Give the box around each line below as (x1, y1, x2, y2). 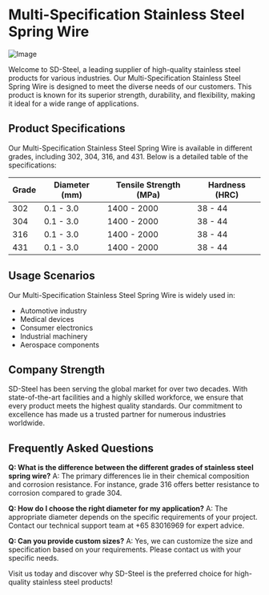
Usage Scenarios (8, 269, 95, 283)
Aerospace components (19, 340, 100, 349)
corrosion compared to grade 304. (8, 488, 122, 498)
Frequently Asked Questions (8, 441, 155, 455)
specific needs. (8, 553, 59, 563)
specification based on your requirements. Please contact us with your (8, 545, 242, 554)
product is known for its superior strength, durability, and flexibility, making (8, 90, 255, 99)
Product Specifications (8, 122, 126, 135)
